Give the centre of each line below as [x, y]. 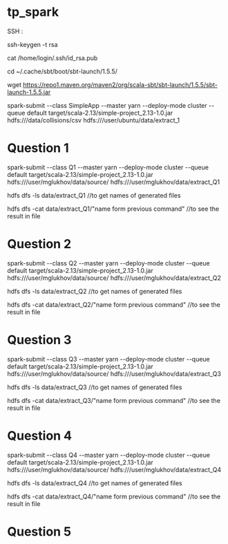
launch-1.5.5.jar [29, 92]
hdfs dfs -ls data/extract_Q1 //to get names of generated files [94, 195]
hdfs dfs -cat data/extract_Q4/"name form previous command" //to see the [114, 496]
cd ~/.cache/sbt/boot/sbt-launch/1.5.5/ [62, 71]
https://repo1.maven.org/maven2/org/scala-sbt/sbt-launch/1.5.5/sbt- [120, 84]
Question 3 [39, 340]
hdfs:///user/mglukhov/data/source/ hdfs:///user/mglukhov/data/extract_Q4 [114, 469]
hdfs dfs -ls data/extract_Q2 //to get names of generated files [95, 291]
